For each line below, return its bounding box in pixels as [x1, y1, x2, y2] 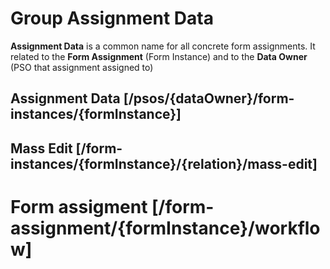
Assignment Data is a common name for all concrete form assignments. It [10, 40, 316, 52]
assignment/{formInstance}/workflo [10, 217, 321, 239]
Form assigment [10, 195, 148, 218]
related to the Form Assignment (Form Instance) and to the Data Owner [10, 50, 308, 62]
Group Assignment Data [10, 7, 214, 30]
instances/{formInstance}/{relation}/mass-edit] [10, 155, 318, 172]
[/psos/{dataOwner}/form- [123, 90, 295, 107]
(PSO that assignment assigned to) [10, 61, 154, 73]
